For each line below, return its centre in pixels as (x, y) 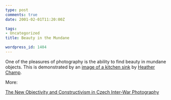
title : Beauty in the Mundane (38, 38)
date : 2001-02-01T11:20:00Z (35, 19)
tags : (11, 28)
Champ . (14, 72)
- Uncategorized (22, 34)
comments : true (21, 15)
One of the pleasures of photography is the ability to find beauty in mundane (86, 61)
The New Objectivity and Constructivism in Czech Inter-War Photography (82, 92)
